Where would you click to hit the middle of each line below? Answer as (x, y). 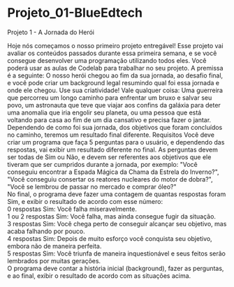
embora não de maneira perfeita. (54, 246)
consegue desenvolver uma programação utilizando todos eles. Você (107, 60)
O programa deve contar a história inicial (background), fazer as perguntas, (116, 268)
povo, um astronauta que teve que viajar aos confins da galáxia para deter (114, 105)
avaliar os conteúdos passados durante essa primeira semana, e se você (112, 53)
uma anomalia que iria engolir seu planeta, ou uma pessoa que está (104, 112)
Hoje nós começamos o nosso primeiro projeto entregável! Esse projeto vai (115, 45)
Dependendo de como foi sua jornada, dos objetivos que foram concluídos (115, 127)
